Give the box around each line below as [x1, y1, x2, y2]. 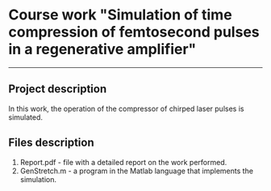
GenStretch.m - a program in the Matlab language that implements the [19, 166, 254, 176]
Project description [8, 83, 107, 96]
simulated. [8, 112, 43, 122]
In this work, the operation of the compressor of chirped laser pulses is [8, 104, 244, 113]
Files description [8, 136, 94, 150]
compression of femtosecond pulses [8, 23, 260, 41]
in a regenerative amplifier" [8, 40, 197, 58]
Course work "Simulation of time [8, 6, 232, 24]
